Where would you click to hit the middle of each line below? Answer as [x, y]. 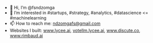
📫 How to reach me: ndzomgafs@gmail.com [55, 23]
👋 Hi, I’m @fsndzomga [32, 8]
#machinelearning [28, 18]
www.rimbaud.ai [26, 36]
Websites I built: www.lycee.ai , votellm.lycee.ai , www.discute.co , [75, 30]
